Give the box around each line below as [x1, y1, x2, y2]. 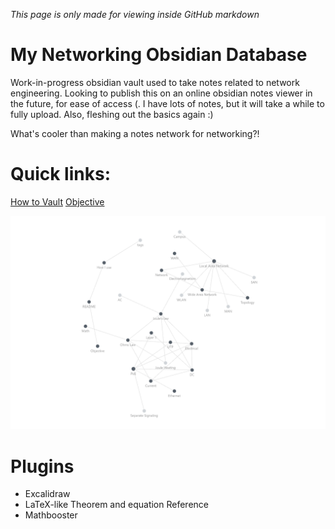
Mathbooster [24, 509, 78, 521]
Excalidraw [24, 488, 71, 500]
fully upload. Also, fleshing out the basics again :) [10, 108, 214, 120]
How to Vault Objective [10, 195, 105, 208]
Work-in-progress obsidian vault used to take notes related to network [10, 76, 300, 88]
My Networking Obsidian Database [10, 44, 308, 66]
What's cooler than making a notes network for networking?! [10, 127, 260, 139]
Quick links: [10, 163, 112, 186]
